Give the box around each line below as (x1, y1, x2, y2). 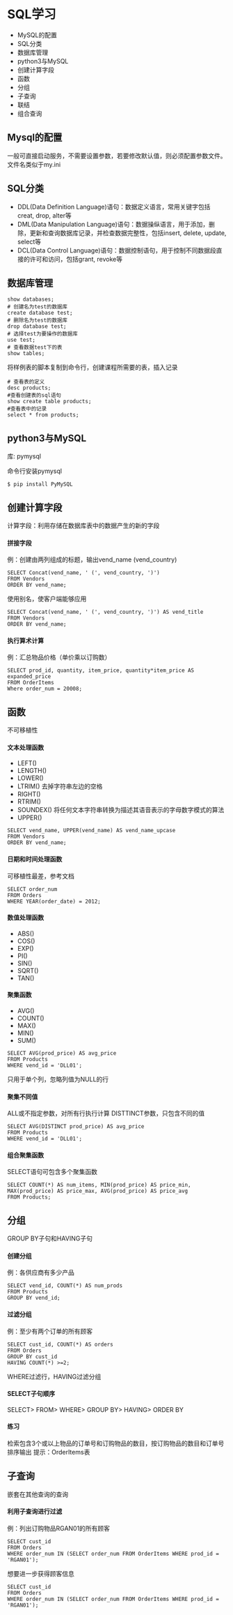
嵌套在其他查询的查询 (7, 1490, 68, 1498)
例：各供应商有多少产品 (7, 1268, 74, 1277)
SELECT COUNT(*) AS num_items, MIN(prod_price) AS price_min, (7, 1182, 191, 1189)
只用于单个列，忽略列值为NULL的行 (7, 1075, 109, 1083)
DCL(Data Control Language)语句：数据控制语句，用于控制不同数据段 (17, 246, 217, 255)
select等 (17, 237, 42, 246)
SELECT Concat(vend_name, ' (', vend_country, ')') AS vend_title (7, 608, 204, 616)
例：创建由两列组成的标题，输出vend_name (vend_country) (7, 555, 177, 564)
